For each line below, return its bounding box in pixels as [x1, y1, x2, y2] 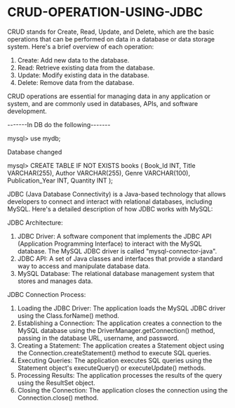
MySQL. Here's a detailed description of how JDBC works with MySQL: [7, 204, 213, 213]
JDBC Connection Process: [7, 290, 86, 298]
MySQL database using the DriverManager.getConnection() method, [17, 326, 215, 334]
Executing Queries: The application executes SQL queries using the [17, 356, 213, 364]
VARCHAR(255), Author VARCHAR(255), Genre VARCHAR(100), [7, 169, 191, 177]
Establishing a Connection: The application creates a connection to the [17, 319, 222, 327]
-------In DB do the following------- [7, 120, 111, 129]
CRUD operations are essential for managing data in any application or [7, 92, 211, 100]
